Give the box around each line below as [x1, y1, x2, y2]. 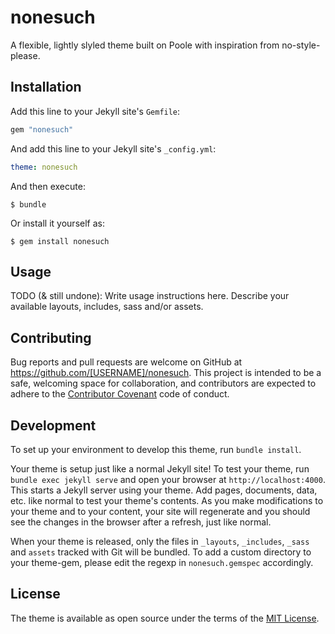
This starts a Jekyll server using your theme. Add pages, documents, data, [10, 484, 318, 496]
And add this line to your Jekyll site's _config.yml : [10, 142, 217, 155]
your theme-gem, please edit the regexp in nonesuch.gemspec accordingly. [10, 556, 314, 568]
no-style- [281, 39, 321, 51]
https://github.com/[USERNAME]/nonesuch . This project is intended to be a [10, 367, 322, 379]
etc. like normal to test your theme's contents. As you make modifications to [10, 494, 324, 506]
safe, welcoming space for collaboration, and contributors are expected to [10, 377, 317, 390]
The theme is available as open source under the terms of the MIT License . [10, 612, 320, 624]
